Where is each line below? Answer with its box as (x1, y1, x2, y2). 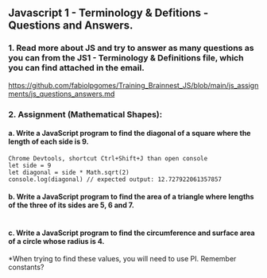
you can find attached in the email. (8, 63, 145, 74)
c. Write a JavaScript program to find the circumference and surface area (8, 228, 256, 237)
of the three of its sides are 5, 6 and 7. (8, 200, 135, 210)
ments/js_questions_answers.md (8, 89, 115, 98)
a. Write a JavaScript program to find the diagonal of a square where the (8, 129, 251, 138)
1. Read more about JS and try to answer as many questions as (8, 43, 254, 54)
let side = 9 (8, 161, 52, 169)
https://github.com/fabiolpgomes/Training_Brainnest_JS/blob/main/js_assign (8, 80, 259, 90)
